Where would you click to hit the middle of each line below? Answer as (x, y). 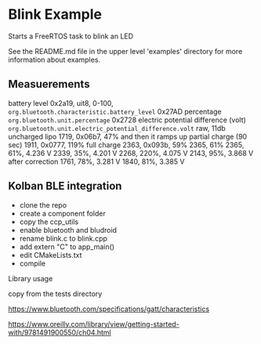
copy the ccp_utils (49, 222)
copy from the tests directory (55, 293)
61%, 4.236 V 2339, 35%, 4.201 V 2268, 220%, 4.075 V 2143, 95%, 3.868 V (131, 153)
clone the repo (43, 205)
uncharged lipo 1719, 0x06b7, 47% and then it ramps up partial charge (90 (128, 136)
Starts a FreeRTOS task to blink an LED (71, 36)
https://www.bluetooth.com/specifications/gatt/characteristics (109, 309)
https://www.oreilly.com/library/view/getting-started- (94, 324)
